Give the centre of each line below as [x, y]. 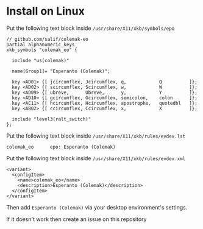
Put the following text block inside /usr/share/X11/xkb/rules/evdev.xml [96, 158]
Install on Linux [46, 11]
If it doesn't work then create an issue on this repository [77, 219]
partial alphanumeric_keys [41, 44]
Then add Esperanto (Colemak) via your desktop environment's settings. [97, 207]
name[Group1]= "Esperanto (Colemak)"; [61, 71]
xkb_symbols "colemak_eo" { [42, 50]
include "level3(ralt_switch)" [52, 119]
